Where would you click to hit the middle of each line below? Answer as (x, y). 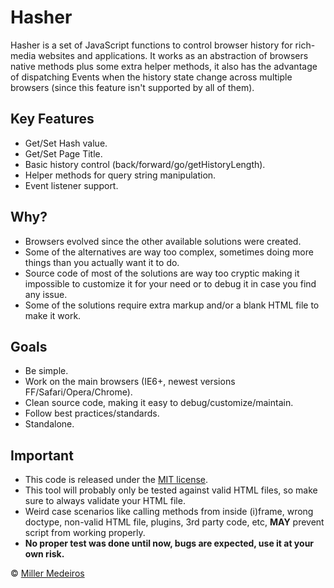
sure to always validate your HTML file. (105, 501)
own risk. (44, 554)
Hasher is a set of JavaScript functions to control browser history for (151, 45)
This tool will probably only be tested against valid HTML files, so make (171, 490)
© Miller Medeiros (47, 573)
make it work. (53, 315)
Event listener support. (71, 185)
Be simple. (46, 371)
